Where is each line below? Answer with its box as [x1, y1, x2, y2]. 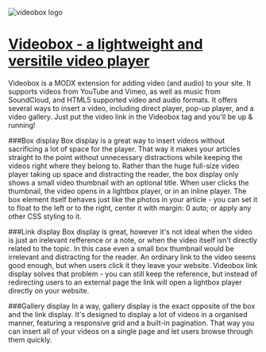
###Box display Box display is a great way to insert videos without [8, 136, 226, 145]
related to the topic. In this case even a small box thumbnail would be [8, 243, 234, 253]
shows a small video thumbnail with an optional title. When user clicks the [8, 178, 249, 187]
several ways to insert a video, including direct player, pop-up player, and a [8, 103, 254, 113]
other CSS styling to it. [8, 211, 82, 221]
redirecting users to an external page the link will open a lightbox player [8, 277, 242, 287]
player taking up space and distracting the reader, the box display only [8, 169, 239, 178]
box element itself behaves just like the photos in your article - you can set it [8, 194, 258, 204]
